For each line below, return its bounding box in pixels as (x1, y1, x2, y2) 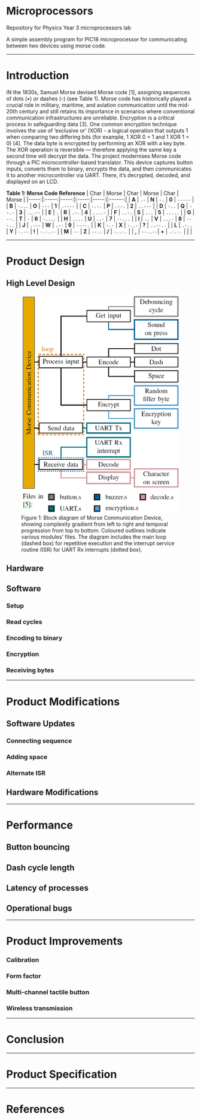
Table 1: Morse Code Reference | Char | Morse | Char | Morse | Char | (6, 189, 179, 196)
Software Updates (6, 719, 75, 729)
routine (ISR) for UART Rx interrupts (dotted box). (21, 546, 142, 553)
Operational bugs (6, 903, 72, 914)
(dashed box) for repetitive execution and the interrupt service (21, 539, 175, 547)
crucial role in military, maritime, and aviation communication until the (6, 101, 177, 109)
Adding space (6, 752, 48, 761)
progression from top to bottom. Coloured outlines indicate (21, 526, 166, 534)
